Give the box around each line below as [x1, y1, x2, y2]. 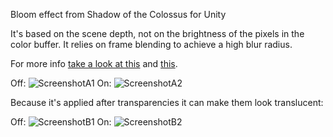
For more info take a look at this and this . [10, 58, 178, 69]
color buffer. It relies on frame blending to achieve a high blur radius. [10, 39, 293, 50]
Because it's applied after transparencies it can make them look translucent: [10, 97, 324, 108]
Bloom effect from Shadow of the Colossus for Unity [10, 9, 227, 20]
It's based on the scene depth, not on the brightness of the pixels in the [10, 28, 305, 39]
